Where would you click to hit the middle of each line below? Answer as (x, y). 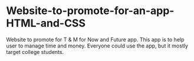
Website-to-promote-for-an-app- (90, 11)
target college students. (35, 52)
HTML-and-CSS (46, 23)
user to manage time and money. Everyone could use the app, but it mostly (97, 46)
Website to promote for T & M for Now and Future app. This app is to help (95, 39)
